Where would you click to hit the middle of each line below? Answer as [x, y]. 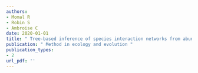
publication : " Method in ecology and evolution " [70, 45]
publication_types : [30, 50]
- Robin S [18, 22]
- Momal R [18, 17]
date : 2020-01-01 [27, 34]
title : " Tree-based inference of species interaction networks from [93, 39]
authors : [17, 11]
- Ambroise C [22, 28]
